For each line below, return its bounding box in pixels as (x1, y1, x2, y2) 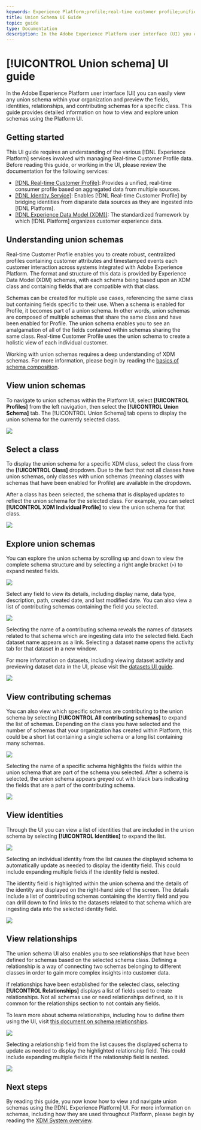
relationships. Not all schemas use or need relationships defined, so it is (6, 993, 184, 1000)
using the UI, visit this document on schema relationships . (6, 1018, 149, 1025)
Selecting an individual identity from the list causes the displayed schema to (6, 855, 194, 862)
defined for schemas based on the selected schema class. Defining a (6, 956, 177, 963)
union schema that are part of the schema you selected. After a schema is (6, 769, 188, 776)
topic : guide (6, 20, 39, 26)
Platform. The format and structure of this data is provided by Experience (6, 269, 187, 277)
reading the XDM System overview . (6, 1117, 93, 1124)
